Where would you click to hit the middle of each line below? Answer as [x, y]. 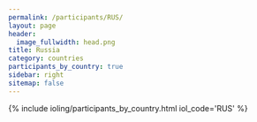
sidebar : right [36, 75]
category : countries [46, 58]
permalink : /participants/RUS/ [66, 17]
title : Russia [34, 50]
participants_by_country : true [66, 67]
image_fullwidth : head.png [66, 42]
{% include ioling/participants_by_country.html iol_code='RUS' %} [128, 108]
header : [23, 34]
